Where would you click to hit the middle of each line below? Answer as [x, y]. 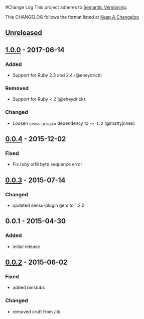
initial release [26, 247]
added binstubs [29, 288]
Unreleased [24, 33]
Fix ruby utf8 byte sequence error [47, 164]
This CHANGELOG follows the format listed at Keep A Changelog [72, 17]
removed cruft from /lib [36, 311]
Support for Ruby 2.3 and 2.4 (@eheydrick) [57, 75]
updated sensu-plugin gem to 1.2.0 [48, 205]
